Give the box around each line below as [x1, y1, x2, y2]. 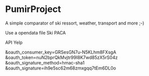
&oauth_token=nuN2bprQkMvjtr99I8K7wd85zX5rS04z [5, 54, 118, 60]
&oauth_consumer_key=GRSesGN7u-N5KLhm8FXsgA [5, 49, 116, 55]
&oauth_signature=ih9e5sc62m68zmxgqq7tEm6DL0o [5, 65, 116, 71]
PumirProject [5, 3, 61, 15]
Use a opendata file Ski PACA [5, 29, 66, 35]
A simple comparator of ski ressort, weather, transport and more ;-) [5, 20, 144, 26]
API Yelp [5, 39, 23, 45]
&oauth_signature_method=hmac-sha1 [5, 59, 85, 65]
